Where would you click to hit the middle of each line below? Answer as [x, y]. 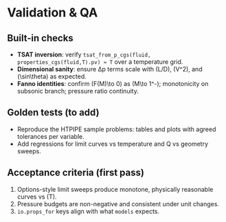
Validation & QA [53, 13]
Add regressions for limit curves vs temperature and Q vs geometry [112, 144]
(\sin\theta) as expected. [52, 76]
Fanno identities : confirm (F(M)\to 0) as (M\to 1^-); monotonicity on [113, 84]
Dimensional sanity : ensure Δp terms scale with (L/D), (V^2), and [110, 69]
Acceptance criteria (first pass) [76, 173]
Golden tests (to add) [53, 112]
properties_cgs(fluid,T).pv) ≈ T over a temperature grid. [100, 62]
